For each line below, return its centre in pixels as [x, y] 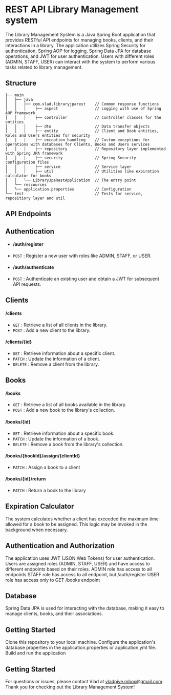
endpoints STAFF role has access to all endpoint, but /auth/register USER [82, 574]
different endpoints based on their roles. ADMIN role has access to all [79, 569]
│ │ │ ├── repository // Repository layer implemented [86, 149]
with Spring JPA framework [34, 153]
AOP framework [20, 113]
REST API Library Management [72, 9]
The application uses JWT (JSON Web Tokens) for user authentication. [80, 558]
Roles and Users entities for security [48, 135]
